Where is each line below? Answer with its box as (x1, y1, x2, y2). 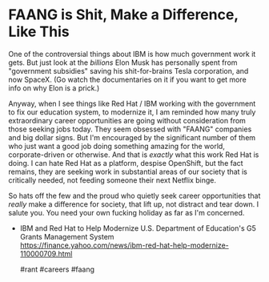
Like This (8, 22, 70, 41)
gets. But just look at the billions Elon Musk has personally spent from (8, 58, 238, 67)
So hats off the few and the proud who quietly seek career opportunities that (8, 191, 261, 200)
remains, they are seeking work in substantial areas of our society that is (8, 167, 248, 176)
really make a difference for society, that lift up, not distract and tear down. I (8, 199, 259, 209)
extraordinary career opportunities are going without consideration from (8, 115, 247, 125)
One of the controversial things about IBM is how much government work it (8, 49, 256, 58)
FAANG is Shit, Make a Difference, (8, 6, 239, 24)
